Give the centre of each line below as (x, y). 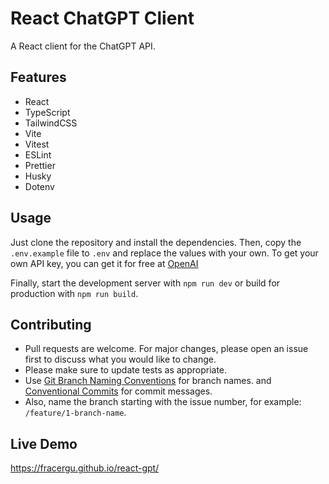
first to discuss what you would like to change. (120, 359)
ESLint (38, 154)
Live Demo (44, 443)
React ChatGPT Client (102, 18)
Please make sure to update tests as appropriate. (126, 370)
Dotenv (39, 186)
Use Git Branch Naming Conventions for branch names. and (148, 381)
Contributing (51, 324)
